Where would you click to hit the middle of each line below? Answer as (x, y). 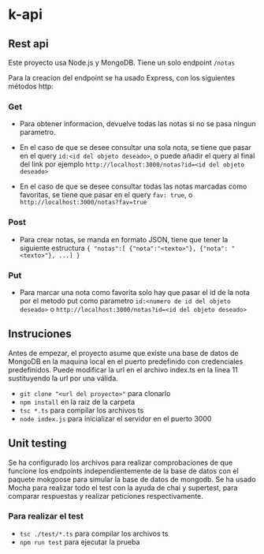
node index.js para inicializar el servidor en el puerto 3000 (115, 418)
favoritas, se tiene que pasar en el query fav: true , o (106, 195)
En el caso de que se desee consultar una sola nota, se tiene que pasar (136, 148)
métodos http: (31, 86)
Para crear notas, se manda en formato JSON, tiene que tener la (124, 239)
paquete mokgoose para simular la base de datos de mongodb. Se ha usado (132, 479)
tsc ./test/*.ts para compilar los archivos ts (94, 533)
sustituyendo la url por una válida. (63, 378)
